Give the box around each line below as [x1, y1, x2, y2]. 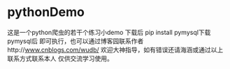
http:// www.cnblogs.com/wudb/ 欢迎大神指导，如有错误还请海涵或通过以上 [7, 45, 224, 54]
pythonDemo [7, 4, 85, 20]
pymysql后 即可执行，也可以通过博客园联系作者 [7, 36, 144, 45]
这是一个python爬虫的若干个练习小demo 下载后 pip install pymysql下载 [7, 28, 211, 36]
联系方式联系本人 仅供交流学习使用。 [7, 54, 113, 63]
